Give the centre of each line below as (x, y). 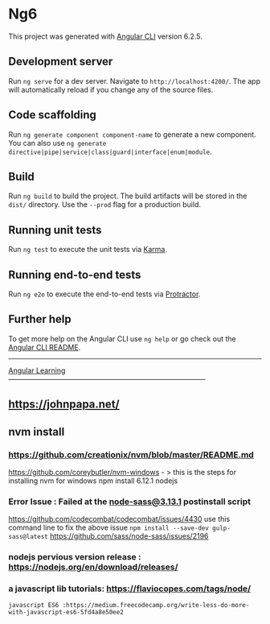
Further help (40, 319)
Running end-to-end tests (75, 275)
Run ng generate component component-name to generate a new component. (133, 134)
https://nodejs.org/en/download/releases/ (93, 567)
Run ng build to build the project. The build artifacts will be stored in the (128, 196)
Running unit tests (55, 230)
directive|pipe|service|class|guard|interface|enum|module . (110, 151)
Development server (61, 62)
